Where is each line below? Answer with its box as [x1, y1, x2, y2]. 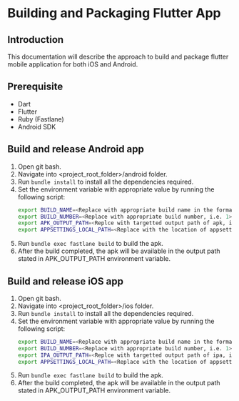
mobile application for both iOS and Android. [7, 60, 138, 69]
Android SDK [17, 122, 56, 131]
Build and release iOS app [7, 275, 123, 287]
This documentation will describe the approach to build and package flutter [7, 52, 229, 61]
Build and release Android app [7, 143, 144, 155]
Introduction [7, 34, 64, 46]
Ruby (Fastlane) [17, 114, 64, 123]
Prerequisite [7, 81, 63, 93]
